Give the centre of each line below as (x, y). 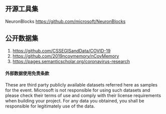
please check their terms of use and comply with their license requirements (83, 95)
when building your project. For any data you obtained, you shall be (75, 100)
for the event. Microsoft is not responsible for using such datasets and (78, 90)
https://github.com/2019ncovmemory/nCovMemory (66, 56)
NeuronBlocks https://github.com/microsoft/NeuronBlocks (65, 21)
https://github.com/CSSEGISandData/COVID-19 (61, 50)
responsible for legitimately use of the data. (50, 106)
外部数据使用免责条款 (27, 73)
